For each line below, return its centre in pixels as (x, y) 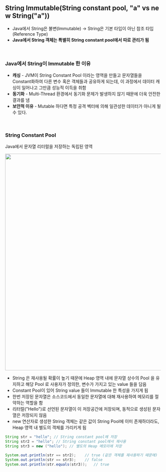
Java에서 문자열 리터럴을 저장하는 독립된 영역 (49, 147)
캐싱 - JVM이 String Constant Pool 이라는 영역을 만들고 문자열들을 (77, 75)
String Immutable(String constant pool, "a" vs (77, 8)
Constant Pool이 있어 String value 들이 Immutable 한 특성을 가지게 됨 (80, 390)
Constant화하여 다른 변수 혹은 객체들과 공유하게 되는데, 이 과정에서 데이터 (83, 82)
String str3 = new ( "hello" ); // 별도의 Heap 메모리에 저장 (63, 446)
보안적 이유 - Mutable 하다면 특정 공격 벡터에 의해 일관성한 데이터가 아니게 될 (86, 106)
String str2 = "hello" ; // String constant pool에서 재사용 (66, 442)
